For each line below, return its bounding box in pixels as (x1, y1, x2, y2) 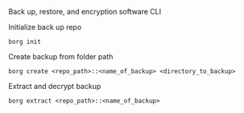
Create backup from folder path (8, 52, 114, 61)
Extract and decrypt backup (8, 82, 101, 91)
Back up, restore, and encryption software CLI (8, 7, 162, 16)
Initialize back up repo (8, 22, 82, 31)
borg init (8, 38, 42, 46)
